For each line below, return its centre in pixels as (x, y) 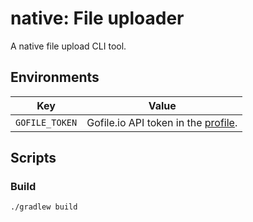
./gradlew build (44, 207)
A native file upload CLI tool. (68, 46)
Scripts (33, 158)
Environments (55, 77)
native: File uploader (97, 18)
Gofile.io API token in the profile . (162, 122)
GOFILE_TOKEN (46, 122)
